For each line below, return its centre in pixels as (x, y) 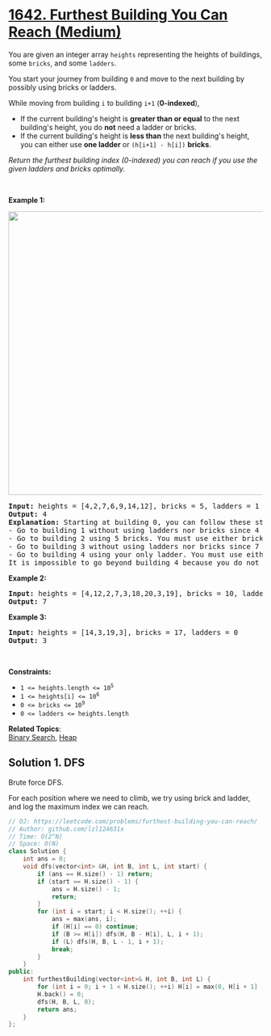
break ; (63, 949)
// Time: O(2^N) (35, 836)
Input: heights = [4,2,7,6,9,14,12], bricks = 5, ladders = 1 (134, 506)
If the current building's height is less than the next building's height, (135, 136)
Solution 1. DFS (47, 763)
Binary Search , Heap (43, 737)
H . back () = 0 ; (61, 994)
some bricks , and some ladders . (63, 63)
